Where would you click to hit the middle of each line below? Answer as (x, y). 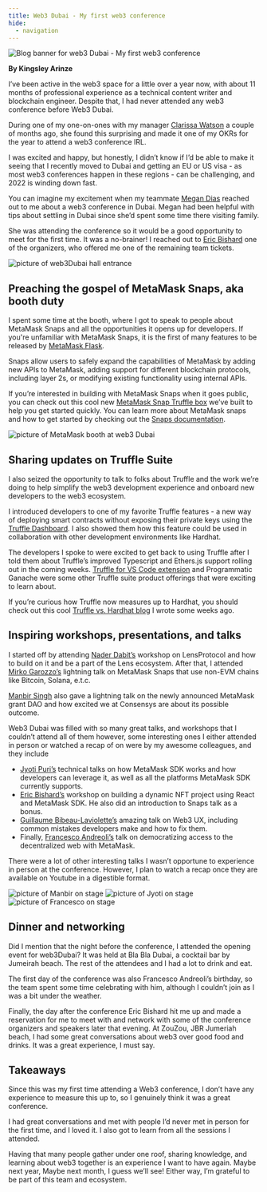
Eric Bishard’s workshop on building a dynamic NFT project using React (137, 794)
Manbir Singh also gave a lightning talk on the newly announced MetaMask (132, 695)
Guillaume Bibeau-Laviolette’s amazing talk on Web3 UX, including (129, 820)
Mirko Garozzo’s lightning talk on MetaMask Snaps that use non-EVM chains (133, 671)
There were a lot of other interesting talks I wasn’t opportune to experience (132, 860)
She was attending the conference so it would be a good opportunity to (126, 231)
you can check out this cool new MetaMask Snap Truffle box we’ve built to (131, 402)
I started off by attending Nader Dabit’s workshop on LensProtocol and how (132, 654)
